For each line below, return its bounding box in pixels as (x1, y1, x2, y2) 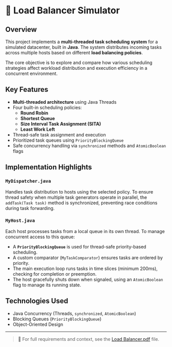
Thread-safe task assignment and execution (12, 131, 106, 138)
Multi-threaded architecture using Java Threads (12, 99, 117, 105)
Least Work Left (20, 126, 55, 132)
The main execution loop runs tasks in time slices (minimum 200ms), (12, 265, 158, 272)
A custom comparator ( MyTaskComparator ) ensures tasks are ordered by (12, 254, 163, 261)
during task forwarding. (5, 205, 55, 211)
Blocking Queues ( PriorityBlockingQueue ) (12, 316, 102, 322)
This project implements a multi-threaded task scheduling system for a (5, 38, 158, 45)
